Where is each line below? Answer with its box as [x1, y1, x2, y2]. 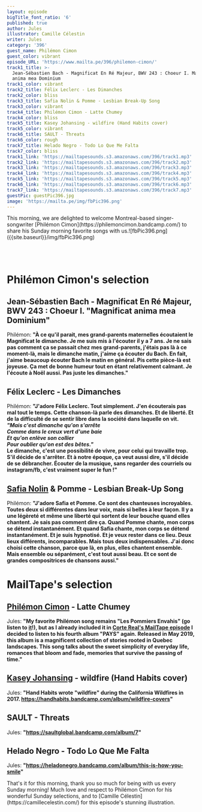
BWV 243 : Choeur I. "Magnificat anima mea [7, 306, 176, 316]
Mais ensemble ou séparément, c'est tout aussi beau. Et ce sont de [7, 551, 177, 557]
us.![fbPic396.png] [121, 227, 168, 234]
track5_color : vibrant [7, 126, 64, 132]
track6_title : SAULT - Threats [7, 131, 85, 138]
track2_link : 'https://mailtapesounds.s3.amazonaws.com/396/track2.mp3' [7, 159, 192, 165]
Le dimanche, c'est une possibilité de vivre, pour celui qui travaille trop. [7, 447, 188, 454]
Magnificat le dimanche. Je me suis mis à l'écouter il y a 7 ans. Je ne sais [7, 337, 192, 345]
